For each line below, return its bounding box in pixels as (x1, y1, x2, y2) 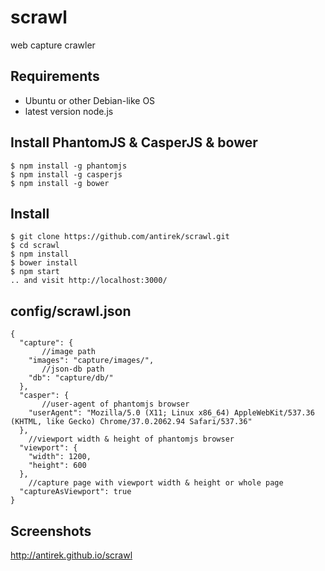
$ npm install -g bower (10, 178, 110, 188)
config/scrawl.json (10, 302, 132, 320)
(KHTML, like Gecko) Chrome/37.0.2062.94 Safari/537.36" (10, 417, 253, 427)
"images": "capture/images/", (28, 356, 155, 366)
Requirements (10, 68, 100, 85)
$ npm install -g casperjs (10, 169, 123, 180)
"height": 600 (28, 461, 87, 471)
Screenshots (10, 522, 92, 540)
